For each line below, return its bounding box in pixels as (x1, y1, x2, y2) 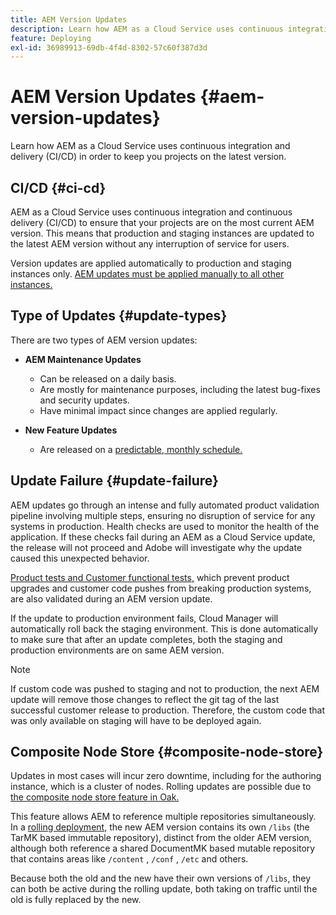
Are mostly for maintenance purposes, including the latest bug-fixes (39, 383, 321, 395)
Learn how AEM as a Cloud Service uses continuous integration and (10, 140, 291, 152)
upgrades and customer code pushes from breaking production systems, (10, 582, 312, 594)
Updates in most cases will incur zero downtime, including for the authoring (10, 770, 322, 782)
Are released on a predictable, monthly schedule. (39, 443, 243, 455)
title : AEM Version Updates (10, 14, 128, 25)
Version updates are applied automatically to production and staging (10, 257, 292, 269)
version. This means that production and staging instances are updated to (10, 227, 315, 239)
